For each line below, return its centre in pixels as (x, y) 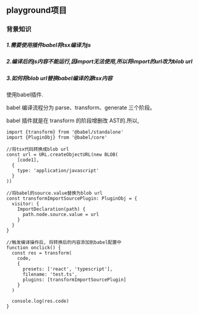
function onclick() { (34, 248)
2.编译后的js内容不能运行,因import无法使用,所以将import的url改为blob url (100, 62)
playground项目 (37, 10)
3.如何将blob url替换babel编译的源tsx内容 (59, 78)
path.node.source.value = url (61, 215)
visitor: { (26, 204)
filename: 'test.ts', (50, 275)
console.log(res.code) (40, 301)
